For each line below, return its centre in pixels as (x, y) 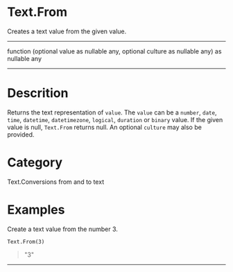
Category (35, 163)
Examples (36, 210)
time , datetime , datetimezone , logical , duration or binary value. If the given (115, 119)
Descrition (38, 93)
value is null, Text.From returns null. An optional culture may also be (105, 127)
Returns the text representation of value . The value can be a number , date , (112, 112)
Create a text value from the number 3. (62, 229)
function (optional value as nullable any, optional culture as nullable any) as (114, 51)
